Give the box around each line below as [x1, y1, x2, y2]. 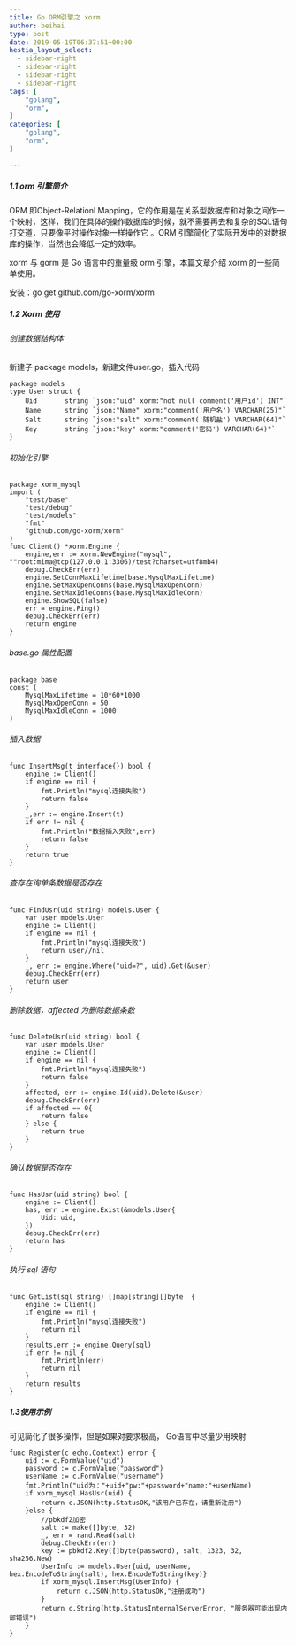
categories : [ [9, 120, 62, 129]
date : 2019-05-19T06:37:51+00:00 [9, 37, 133, 47]
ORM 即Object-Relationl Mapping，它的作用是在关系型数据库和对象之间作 [9, 205, 277, 215]
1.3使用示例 [9, 1407, 51, 1418]
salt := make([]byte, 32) [41, 1523, 137, 1532]
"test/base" [25, 496, 69, 505]
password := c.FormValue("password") [25, 1464, 164, 1472]
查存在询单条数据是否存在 [9, 877, 102, 888]
